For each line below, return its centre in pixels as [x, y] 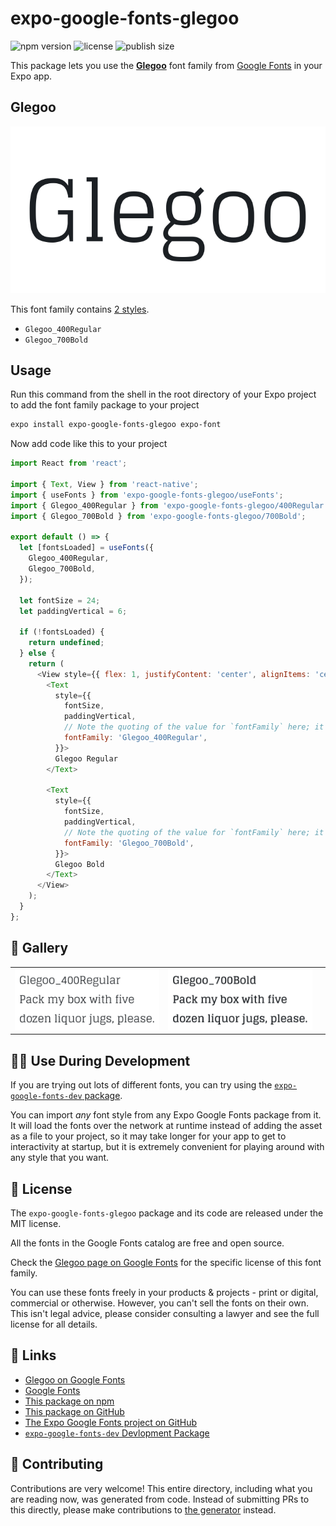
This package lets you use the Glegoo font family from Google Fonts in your [166, 65]
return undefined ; [66, 643]
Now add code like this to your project [89, 444]
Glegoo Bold [79, 864]
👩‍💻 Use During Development [100, 1060]
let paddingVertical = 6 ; [73, 611]
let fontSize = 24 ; [60, 600]
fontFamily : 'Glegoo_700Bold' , [129, 843]
